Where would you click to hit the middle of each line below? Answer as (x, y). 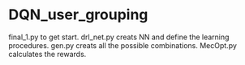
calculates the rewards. (47, 54)
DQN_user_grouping (78, 15)
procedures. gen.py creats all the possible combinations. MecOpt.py (123, 45)
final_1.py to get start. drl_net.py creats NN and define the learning (119, 37)
